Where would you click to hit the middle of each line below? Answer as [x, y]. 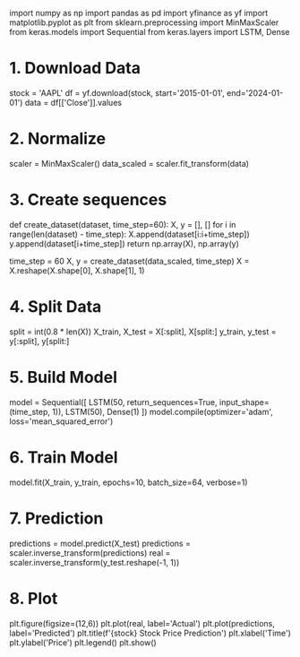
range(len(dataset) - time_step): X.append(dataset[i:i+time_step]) [130, 234]
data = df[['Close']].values [73, 102]
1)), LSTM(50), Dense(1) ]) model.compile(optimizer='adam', [163, 411]
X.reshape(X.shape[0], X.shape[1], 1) [77, 270]
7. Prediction [56, 518]
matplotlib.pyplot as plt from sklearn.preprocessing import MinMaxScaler [144, 22]
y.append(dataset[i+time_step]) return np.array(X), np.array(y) [124, 243]
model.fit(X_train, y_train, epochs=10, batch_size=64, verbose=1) [129, 482]
